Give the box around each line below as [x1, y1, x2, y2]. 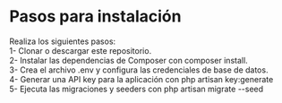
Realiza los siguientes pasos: [9, 36, 116, 47]
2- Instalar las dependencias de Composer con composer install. [9, 55, 248, 65]
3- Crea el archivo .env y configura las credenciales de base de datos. [9, 64, 269, 75]
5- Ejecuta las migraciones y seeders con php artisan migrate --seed [9, 83, 264, 94]
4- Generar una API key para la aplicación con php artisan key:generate [9, 73, 274, 84]
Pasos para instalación [9, 6, 182, 27]
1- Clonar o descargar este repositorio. [9, 45, 152, 56]
